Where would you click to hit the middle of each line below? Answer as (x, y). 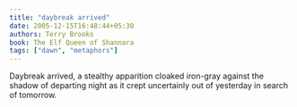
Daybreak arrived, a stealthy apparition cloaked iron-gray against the (137, 76)
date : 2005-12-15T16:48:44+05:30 (72, 26)
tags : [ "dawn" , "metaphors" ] (64, 51)
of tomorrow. (33, 95)
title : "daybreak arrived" (60, 17)
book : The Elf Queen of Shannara (72, 42)
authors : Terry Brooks (52, 34)
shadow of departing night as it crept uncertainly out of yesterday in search (149, 86)
